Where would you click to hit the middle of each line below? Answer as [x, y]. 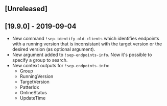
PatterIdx [29, 87]
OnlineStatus [33, 93]
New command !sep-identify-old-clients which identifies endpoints [86, 39]
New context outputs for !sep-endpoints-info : [61, 66]
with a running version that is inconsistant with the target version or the [87, 44]
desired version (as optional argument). [54, 49]
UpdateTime [33, 98]
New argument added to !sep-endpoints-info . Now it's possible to [82, 55]
